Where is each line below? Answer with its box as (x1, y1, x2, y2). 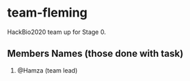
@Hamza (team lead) (17, 66, 78, 74)
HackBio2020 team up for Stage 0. (7, 28, 106, 36)
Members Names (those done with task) (7, 48, 184, 60)
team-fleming (7, 5, 88, 21)
